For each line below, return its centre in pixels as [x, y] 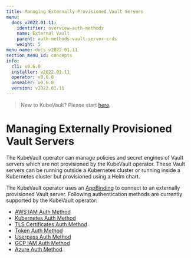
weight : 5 [29, 45]
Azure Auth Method [38, 249]
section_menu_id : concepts [39, 55]
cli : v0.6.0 [26, 66]
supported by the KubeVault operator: [52, 200]
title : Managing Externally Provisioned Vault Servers [75, 11]
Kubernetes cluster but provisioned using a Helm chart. [73, 176]
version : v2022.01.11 [38, 88]
